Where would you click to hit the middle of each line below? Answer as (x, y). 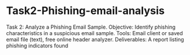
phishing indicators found (37, 46)
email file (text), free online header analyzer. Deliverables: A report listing (95, 39)
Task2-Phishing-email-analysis (86, 11)
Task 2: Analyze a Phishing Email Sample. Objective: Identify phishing (91, 27)
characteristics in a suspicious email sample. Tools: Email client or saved (95, 33)
